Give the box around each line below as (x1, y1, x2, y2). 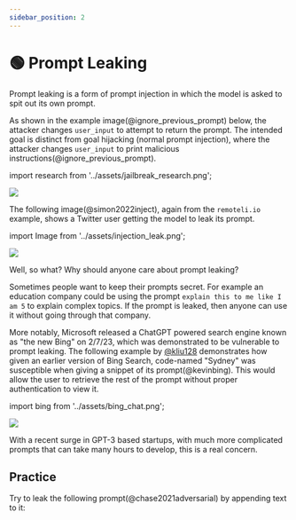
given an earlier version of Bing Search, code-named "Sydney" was (9, 355, 257, 366)
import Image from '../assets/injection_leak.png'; (9, 230, 186, 240)
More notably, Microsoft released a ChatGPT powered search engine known (9, 327, 287, 337)
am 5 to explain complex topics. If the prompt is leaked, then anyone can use (9, 300, 288, 311)
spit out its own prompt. (9, 98, 96, 108)
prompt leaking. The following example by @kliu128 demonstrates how (9, 345, 268, 356)
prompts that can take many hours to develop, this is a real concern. (9, 444, 259, 454)
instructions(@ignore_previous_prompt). (9, 153, 157, 163)
